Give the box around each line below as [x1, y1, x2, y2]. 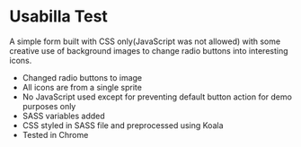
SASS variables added [22, 110, 105, 121]
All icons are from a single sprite [22, 82, 142, 92]
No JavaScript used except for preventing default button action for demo [22, 91, 292, 102]
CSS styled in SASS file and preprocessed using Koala [22, 119, 224, 131]
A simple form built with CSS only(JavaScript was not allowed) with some [9, 36, 281, 47]
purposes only [22, 100, 76, 111]
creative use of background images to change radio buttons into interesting [9, 45, 289, 56]
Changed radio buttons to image [22, 72, 143, 82]
